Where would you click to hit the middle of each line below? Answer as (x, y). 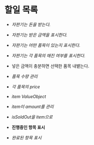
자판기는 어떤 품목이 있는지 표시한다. (46, 45)
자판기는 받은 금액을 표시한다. (39, 35)
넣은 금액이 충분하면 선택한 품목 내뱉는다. (50, 66)
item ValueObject (29, 96)
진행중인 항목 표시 (28, 127)
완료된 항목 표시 (26, 138)
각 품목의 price (26, 86)
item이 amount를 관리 (32, 106)
